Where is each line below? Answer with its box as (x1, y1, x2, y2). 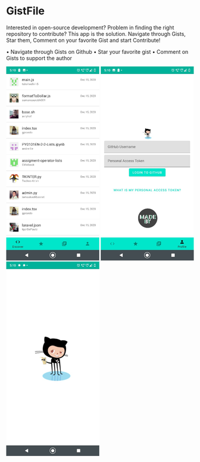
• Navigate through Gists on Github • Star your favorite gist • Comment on (6, 48, 189, 55)
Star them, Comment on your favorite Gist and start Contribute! (6, 36, 161, 44)
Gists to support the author (6, 54, 73, 61)
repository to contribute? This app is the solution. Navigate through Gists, (6, 30, 186, 37)
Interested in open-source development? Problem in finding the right (6, 24, 174, 31)
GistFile (6, 4, 45, 18)
